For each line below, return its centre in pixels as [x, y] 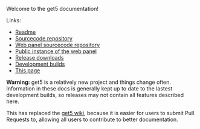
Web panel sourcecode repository [57, 45]
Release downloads [39, 58]
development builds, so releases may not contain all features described [95, 95]
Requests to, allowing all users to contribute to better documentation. [92, 119]
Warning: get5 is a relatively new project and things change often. [89, 82]
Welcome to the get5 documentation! [52, 9]
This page [27, 71]
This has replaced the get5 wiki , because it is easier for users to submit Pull [100, 113]
